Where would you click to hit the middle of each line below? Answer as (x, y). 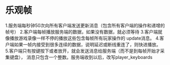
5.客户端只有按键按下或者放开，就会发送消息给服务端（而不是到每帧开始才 (83, 51)
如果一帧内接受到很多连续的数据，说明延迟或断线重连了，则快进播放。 (87, 44)
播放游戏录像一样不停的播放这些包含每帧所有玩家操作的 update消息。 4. (84, 38)
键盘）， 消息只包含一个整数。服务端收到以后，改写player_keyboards (81, 57)
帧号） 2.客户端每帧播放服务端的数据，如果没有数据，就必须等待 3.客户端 (82, 31)
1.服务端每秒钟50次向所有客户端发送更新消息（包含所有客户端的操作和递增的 (85, 25)
